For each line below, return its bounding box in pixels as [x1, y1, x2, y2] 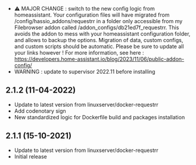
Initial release [14, 153, 47, 160]
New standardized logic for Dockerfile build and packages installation [14, 113, 185, 120]
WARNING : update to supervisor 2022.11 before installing [14, 68, 155, 75]
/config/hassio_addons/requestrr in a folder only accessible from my [14, 18, 183, 24]
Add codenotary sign [14, 107, 66, 115]
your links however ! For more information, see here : [14, 49, 144, 56]
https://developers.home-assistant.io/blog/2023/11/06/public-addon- [14, 56, 185, 62]
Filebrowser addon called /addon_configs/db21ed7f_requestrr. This [14, 24, 179, 31]
